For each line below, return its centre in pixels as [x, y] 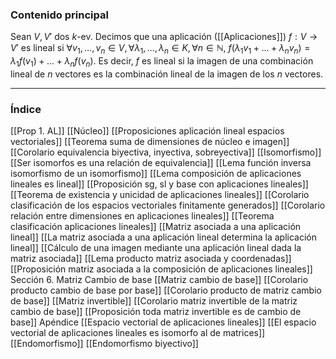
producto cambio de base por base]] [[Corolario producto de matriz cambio [166, 290]
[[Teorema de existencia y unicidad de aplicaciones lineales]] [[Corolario [160, 195]
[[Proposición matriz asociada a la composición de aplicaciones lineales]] [161, 269]
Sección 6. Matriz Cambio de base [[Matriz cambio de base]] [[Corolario [159, 280]
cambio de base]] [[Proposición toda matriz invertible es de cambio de [156, 312]
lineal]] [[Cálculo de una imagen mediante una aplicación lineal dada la [156, 248]
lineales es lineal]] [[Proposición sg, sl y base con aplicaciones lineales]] [159, 184]
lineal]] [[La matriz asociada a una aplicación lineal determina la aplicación [164, 237]
